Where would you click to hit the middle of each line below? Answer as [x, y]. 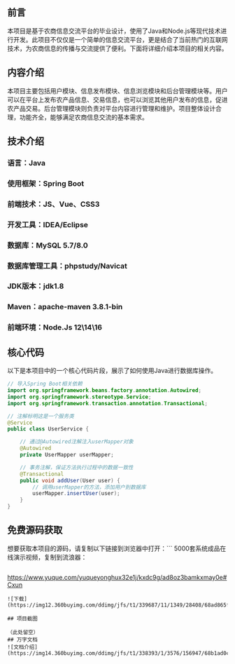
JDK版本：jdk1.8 [36, 286]
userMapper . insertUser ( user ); [76, 494]
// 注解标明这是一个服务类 [41, 416]
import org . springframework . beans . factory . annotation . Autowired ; [104, 391]
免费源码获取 [35, 530]
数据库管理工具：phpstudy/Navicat [67, 266]
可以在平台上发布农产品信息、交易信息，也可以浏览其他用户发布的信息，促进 [117, 100]
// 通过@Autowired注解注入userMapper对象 [77, 442]
